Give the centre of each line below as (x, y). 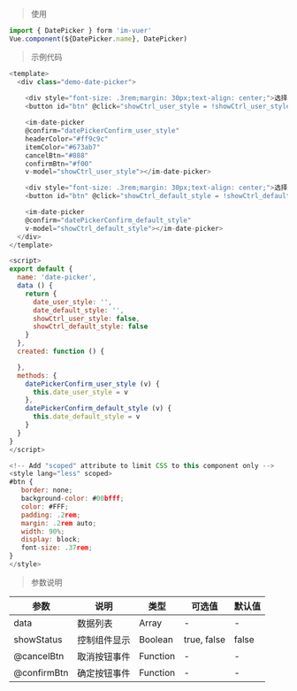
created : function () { (61, 351)
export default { (41, 269)
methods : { (37, 375)
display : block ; (51, 540)
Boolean (156, 639)
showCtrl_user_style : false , (86, 319)
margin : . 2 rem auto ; (59, 523)
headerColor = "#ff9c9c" (67, 139)
